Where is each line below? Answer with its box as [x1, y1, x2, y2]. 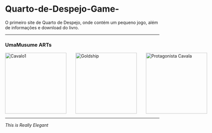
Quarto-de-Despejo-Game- [5, 3, 119, 15]
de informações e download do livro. [5, 24, 79, 30]
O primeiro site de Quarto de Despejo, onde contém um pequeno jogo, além [5, 19, 158, 25]
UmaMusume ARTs [5, 41, 52, 48]
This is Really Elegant [5, 122, 48, 128]
